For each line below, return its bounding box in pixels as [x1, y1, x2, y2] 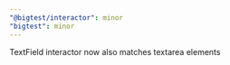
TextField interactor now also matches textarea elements [9, 46, 221, 57]
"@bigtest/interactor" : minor [9, 13, 124, 23]
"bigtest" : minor [9, 22, 75, 31]
